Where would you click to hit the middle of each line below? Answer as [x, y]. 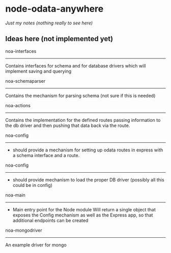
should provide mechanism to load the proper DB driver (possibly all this [88, 180]
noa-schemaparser [25, 81]
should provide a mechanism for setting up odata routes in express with [88, 150]
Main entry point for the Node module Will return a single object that [84, 209]
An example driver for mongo [36, 245]
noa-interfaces [21, 51]
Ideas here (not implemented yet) [59, 39]
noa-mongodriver [24, 230]
